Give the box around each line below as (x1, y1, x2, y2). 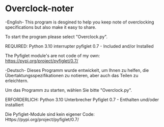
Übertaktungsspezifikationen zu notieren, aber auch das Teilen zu (5, 72, 138, 78)
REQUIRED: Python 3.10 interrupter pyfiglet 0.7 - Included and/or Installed (5, 43, 154, 49)
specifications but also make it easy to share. (5, 24, 97, 30)
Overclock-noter (5, 3, 74, 14)
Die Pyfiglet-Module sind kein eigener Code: (5, 111, 95, 117)
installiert (5, 102, 24, 107)
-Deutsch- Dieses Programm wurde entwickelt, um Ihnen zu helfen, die (5, 67, 149, 73)
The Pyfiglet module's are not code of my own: (5, 52, 100, 59)
